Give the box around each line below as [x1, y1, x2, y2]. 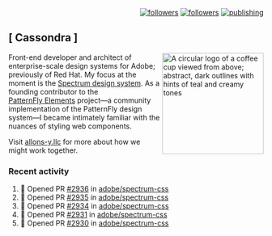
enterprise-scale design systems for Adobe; [8, 61, 155, 70]
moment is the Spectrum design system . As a [8, 78, 160, 88]
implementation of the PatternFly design [8, 103, 142, 113]
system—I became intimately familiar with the [8, 112, 160, 122]
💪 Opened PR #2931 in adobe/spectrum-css [19, 210, 168, 220]
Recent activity [8, 166, 70, 177]
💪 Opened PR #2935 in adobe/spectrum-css [19, 192, 169, 202]
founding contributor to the [8, 86, 99, 96]
